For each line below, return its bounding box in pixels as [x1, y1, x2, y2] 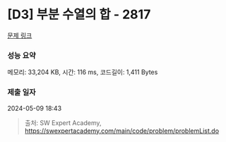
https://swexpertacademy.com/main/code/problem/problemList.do [24, 126, 220, 135]
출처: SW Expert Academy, [24, 118, 102, 127]
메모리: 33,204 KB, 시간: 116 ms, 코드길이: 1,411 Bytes [7, 68, 158, 76]
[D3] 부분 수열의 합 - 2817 [7, 6, 151, 23]
